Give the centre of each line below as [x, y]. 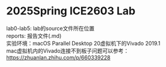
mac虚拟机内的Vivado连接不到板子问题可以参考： [68, 51]
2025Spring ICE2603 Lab [71, 11]
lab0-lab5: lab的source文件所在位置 [51, 28]
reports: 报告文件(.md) [34, 36]
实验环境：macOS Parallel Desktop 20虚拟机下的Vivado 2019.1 [83, 43]
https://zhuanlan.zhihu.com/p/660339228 [58, 57]
